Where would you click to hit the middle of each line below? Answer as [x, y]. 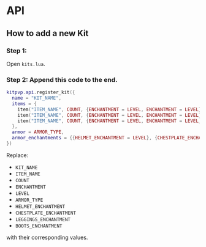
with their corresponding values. [47, 237]
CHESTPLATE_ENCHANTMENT [46, 213]
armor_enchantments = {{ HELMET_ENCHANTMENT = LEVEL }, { [85, 138]
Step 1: [17, 51]
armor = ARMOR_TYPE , [38, 132]
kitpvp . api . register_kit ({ [41, 92]
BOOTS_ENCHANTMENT [39, 226]
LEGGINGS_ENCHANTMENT [43, 219]
